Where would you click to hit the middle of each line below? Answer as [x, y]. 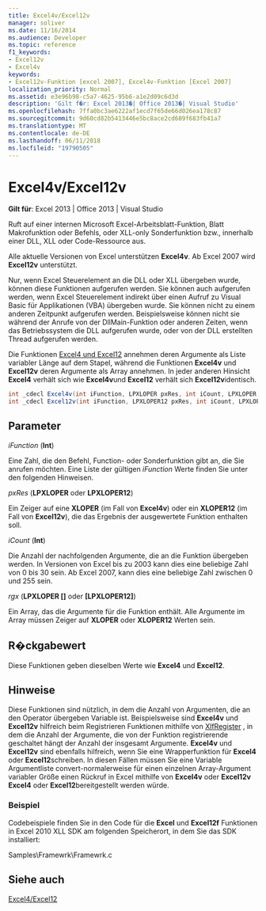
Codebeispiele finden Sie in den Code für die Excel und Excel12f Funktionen [133, 822]
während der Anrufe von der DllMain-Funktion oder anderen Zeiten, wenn [128, 322]
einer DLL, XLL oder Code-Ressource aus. [77, 241]
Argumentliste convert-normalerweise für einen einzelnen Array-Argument [130, 768]
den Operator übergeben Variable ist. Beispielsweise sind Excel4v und [123, 718]
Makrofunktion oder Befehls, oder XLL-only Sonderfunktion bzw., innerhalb [131, 233]
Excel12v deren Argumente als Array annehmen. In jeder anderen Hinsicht [129, 371]
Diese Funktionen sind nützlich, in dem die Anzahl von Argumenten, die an [129, 709]
